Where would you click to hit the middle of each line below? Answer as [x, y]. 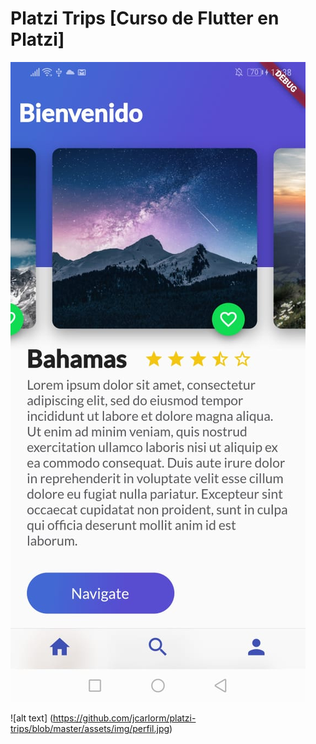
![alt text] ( [32, 718]
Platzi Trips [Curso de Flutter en [145, 18]
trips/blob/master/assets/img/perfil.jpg [90, 728]
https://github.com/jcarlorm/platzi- [125, 718]
